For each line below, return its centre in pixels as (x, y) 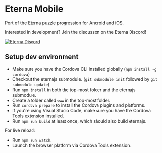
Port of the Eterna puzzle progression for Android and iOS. (65, 23)
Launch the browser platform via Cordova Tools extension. (72, 145)
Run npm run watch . (32, 140)
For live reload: (20, 130)
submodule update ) (31, 84)
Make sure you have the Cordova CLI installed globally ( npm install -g (84, 69)
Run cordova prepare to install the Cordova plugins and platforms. (79, 105)
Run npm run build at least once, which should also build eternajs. (79, 121)
